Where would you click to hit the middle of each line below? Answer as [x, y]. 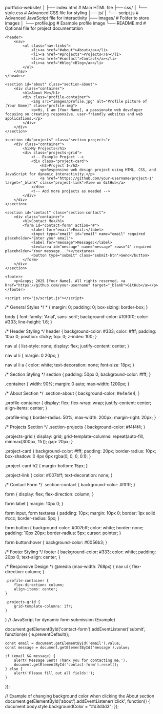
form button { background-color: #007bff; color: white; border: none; [74, 528]
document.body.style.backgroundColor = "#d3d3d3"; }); [62, 706]
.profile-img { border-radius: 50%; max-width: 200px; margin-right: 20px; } [81, 417]
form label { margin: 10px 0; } [34, 504]
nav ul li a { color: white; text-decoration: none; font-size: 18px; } [70, 365]
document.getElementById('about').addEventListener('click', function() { [78, 701]
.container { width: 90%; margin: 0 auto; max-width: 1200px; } [67, 384]
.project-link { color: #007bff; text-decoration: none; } [59, 475]
